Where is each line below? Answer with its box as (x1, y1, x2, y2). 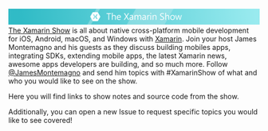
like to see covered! (8, 115, 73, 125)
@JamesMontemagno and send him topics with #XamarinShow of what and (8, 67, 258, 77)
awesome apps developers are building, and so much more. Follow (8, 59, 228, 68)
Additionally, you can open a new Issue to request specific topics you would (8, 106, 258, 116)
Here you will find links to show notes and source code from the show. (8, 91, 239, 101)
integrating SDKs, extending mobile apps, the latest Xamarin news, (8, 51, 227, 60)
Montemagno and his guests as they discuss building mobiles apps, (8, 42, 231, 52)
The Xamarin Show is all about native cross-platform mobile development (8, 25, 250, 35)
